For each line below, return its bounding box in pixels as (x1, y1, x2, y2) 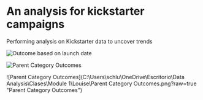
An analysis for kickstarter (6, 4, 145, 18)
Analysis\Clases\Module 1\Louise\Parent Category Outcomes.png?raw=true (6, 80, 197, 87)
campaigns (6, 17, 65, 31)
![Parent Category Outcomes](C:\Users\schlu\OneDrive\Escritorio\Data (6, 73, 185, 80)
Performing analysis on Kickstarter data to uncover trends (6, 37, 153, 45)
